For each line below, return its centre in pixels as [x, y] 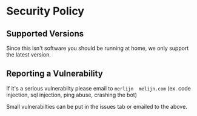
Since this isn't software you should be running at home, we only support [98, 48]
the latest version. [29, 55]
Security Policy [45, 11]
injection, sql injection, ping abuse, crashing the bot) [72, 95]
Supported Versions [45, 34]
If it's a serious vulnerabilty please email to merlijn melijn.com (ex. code [98, 88]
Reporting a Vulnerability [55, 74]
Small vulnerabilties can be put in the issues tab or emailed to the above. [97, 106]
